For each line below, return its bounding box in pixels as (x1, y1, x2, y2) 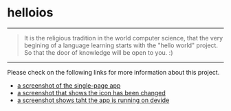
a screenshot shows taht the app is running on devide (16, 96, 170, 104)
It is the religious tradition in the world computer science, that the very (23, 34, 223, 42)
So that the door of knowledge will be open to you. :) (23, 48, 173, 56)
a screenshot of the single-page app (16, 81, 121, 90)
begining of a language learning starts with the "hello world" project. (23, 41, 219, 49)
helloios (7, 5, 54, 21)
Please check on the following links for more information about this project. (7, 68, 220, 76)
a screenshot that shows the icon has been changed (16, 88, 166, 97)
